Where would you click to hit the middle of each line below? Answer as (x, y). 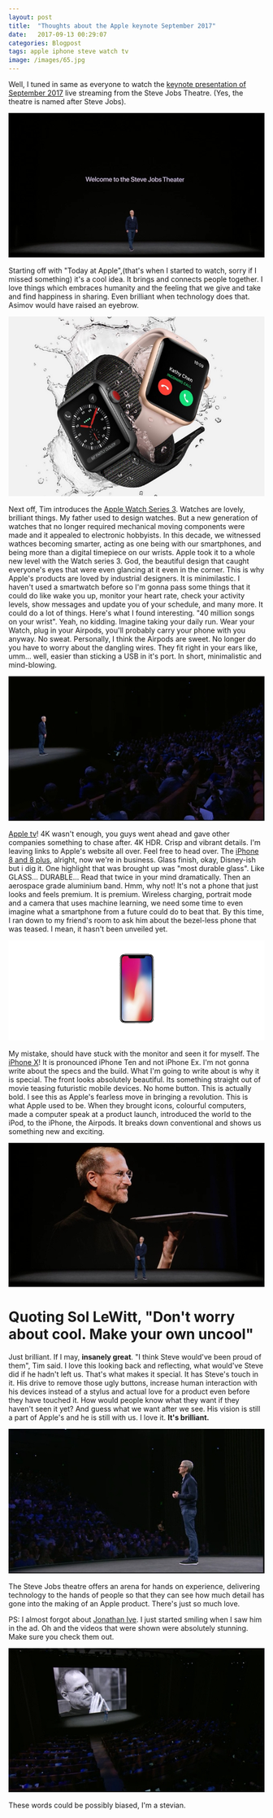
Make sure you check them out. (61, 1636)
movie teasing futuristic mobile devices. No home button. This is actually (130, 1088)
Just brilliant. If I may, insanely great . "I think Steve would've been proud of (135, 1357)
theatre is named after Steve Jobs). (67, 101)
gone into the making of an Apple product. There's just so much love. (124, 1603)
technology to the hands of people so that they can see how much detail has (136, 1595)
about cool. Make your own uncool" (131, 1334)
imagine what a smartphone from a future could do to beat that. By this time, (136, 911)
